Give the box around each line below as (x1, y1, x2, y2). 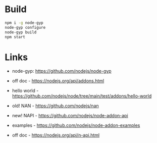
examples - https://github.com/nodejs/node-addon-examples (12, 122, 140, 128)
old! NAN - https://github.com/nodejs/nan (12, 103, 99, 109)
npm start (5, 34, 26, 39)
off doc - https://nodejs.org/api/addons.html (12, 78, 104, 84)
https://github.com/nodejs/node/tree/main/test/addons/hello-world (12, 93, 152, 99)
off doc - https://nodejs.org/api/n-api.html (12, 132, 99, 138)
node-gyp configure (5, 25, 46, 30)
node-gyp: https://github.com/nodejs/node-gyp (12, 68, 112, 74)
